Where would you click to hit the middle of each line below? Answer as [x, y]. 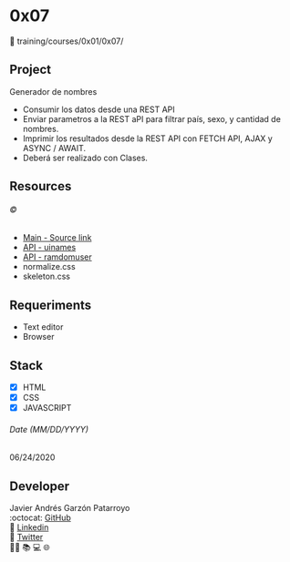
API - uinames [49, 248]
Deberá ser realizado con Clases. [85, 158]
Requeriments [51, 305]
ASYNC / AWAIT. [54, 148]
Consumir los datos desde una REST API [98, 109]
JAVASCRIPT [47, 408]
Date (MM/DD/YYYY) [49, 429]
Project [31, 70]
